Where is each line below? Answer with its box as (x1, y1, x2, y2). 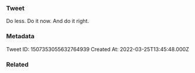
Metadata (6, 32, 34, 41)
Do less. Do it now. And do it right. (6, 18, 89, 25)
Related (6, 60, 29, 68)
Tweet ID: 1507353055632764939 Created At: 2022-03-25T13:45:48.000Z (6, 45, 190, 52)
